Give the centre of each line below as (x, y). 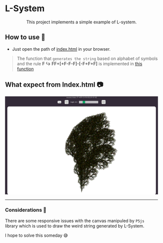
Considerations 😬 (26, 210)
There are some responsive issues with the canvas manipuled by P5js (75, 221)
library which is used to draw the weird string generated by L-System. (75, 226)
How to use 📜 (25, 37)
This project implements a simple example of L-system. (81, 22)
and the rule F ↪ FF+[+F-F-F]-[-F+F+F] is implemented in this (80, 63)
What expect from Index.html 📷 (54, 85)
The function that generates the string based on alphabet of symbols (87, 58)
